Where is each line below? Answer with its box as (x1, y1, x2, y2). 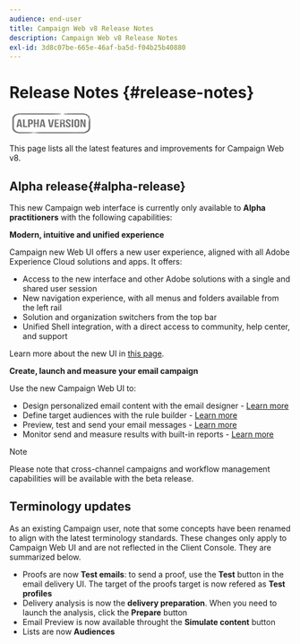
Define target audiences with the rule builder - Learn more (21, 410, 238, 421)
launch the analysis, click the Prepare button (21, 606, 188, 618)
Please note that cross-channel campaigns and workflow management (9, 464, 270, 474)
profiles (21, 587, 53, 598)
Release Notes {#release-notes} (9, 83, 255, 103)
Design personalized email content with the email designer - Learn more (21, 400, 289, 411)
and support (21, 331, 68, 341)
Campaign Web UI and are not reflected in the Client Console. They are (9, 542, 271, 553)
